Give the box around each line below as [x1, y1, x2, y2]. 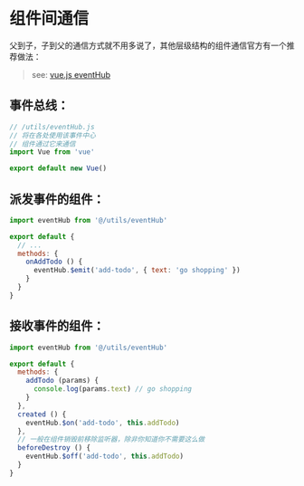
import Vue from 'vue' [9, 148, 95, 157]
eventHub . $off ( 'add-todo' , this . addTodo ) [25, 452, 184, 462]
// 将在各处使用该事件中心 [9, 130, 97, 140]
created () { [17, 409, 67, 419]
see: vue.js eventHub [31, 69, 111, 80]
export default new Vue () [9, 164, 107, 173]
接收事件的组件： [9, 319, 105, 334]
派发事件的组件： [9, 191, 105, 206]
